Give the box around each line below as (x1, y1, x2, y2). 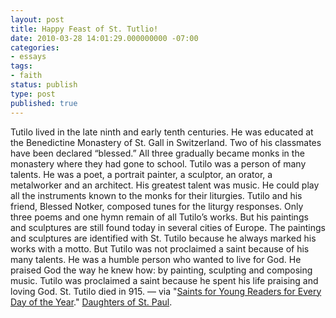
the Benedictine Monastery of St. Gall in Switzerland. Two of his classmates (10, 136, 322, 148)
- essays (10, 52, 47, 62)
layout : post (10, 14, 65, 25)
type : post (10, 89, 56, 99)
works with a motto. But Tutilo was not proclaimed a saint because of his (10, 242, 310, 255)
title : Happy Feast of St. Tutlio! (10, 24, 159, 34)
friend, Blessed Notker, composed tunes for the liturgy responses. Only (10, 200, 304, 212)
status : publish (10, 80, 78, 90)
